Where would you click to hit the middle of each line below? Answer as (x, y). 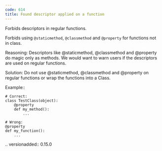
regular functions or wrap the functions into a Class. (58, 78)
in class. (14, 43)
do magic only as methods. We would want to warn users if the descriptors (81, 58)
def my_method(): (32, 109)
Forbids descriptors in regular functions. (46, 28)
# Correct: (16, 96)
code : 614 (15, 10)
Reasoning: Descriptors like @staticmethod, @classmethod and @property (81, 53)
